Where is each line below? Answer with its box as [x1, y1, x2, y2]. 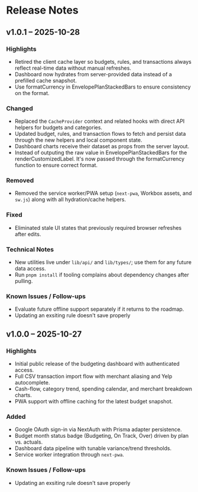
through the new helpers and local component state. [14, 136, 142, 144]
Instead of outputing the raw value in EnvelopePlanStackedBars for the [14, 149, 187, 157]
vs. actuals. [14, 438, 43, 446]
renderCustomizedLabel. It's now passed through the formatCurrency [14, 155, 185, 162]
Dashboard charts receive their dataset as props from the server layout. [14, 143, 190, 150]
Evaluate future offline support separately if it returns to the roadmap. [14, 305, 184, 313]
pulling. [14, 278, 33, 285]
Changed [6, 104, 34, 112]
